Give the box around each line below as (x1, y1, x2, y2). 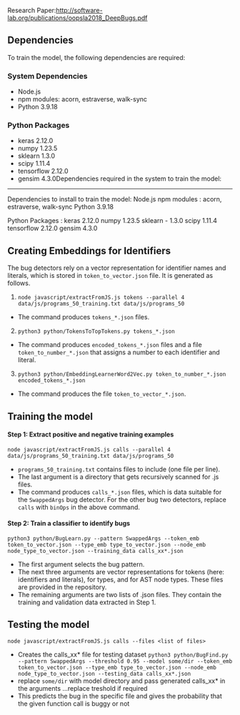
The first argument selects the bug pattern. (17, 560, 145, 569)
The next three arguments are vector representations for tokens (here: (17, 568, 225, 576)
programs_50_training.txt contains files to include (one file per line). (17, 464, 220, 474)
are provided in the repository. (17, 583, 107, 591)
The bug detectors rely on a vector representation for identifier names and (7, 264, 226, 272)
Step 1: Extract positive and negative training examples (7, 430, 174, 439)
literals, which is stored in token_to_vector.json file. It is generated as (7, 271, 213, 280)
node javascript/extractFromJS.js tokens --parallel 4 (17, 294, 185, 301)
